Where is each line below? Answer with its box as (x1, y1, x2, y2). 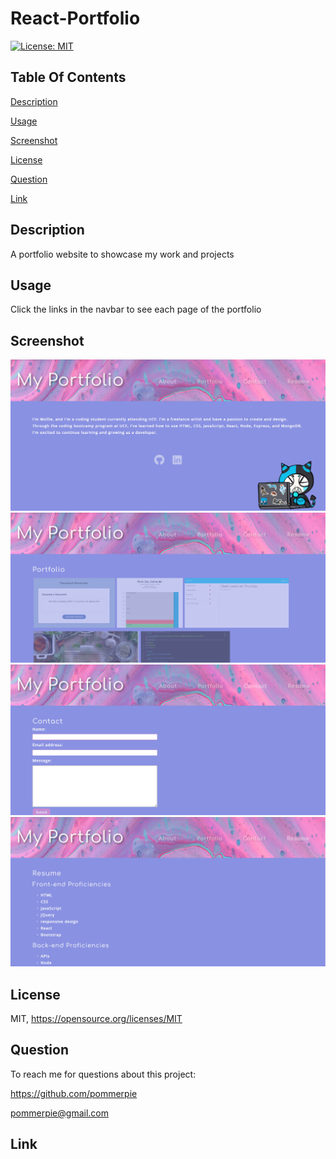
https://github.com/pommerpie (10, 1087, 138, 1099)
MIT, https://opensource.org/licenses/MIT (10, 1012, 183, 1024)
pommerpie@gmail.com (10, 1107, 109, 1119)
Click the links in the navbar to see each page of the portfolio (10, 303, 262, 316)
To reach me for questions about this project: (10, 1068, 197, 1080)
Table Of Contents (10, 69, 127, 86)
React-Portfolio (10, 7, 141, 30)
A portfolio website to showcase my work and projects (10, 248, 235, 260)
